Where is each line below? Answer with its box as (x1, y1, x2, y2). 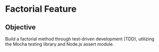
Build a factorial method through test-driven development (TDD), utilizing (5, 36, 155, 42)
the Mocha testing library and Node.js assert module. (5, 41, 114, 47)
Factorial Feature (5, 3, 77, 15)
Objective (5, 23, 36, 31)
